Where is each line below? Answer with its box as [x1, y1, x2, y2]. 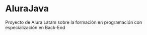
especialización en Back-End [5, 24, 65, 30]
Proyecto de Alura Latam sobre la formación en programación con [5, 19, 142, 25]
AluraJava [5, 3, 49, 14]
